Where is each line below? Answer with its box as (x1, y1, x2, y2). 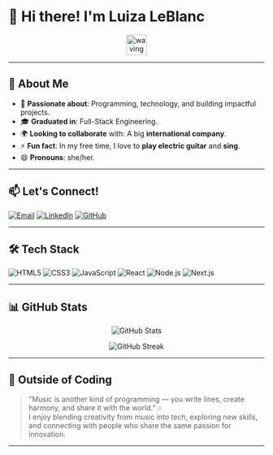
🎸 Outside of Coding (8, 373, 112, 387)
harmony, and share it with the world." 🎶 (28, 403, 162, 413)
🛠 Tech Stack (8, 242, 80, 256)
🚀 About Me (8, 77, 69, 91)
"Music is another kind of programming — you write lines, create (28, 394, 245, 404)
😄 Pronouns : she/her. (19, 152, 95, 162)
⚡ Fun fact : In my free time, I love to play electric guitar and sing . (19, 141, 240, 150)
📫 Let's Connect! (8, 184, 99, 198)
